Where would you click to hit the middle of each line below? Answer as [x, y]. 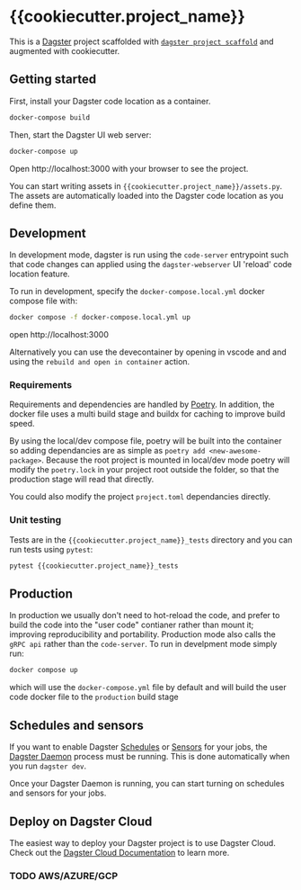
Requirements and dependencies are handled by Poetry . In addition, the [142, 405]
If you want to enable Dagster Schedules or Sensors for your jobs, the [138, 747]
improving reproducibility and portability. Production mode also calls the [142, 634]
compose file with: [44, 301]
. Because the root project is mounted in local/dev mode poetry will [166, 460]
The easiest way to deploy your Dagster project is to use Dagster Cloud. [142, 842]
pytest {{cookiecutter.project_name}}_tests [94, 566]
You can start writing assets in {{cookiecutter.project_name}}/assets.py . [146, 185]
